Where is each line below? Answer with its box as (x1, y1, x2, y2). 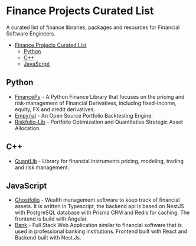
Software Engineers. (6, 30, 56, 37)
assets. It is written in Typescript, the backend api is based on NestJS (14, 203, 185, 210)
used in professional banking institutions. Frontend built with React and (14, 228, 188, 235)
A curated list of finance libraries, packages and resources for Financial (6, 24, 180, 31)
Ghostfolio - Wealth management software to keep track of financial (14, 196, 180, 203)
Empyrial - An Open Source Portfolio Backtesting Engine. (14, 112, 153, 119)
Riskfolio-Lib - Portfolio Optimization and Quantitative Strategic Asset (14, 118, 183, 125)
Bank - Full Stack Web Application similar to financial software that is (14, 222, 182, 229)
